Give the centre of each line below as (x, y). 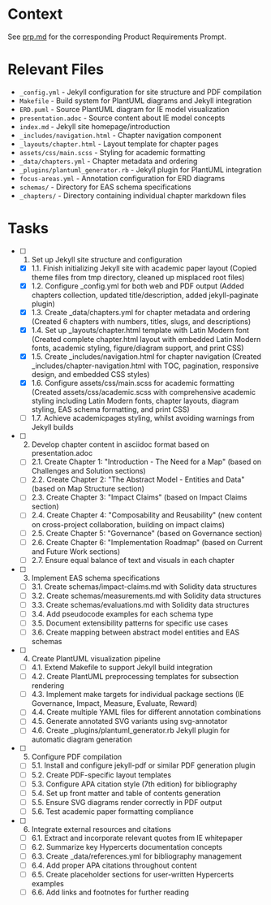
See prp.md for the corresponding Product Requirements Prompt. (117, 37)
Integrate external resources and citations (101, 829)
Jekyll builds (52, 427)
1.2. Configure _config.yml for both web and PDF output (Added (138, 286)
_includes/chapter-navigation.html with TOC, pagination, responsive (145, 366)
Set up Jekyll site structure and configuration (107, 259)
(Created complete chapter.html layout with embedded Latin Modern (146, 340)
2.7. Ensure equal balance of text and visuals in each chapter (133, 560)
